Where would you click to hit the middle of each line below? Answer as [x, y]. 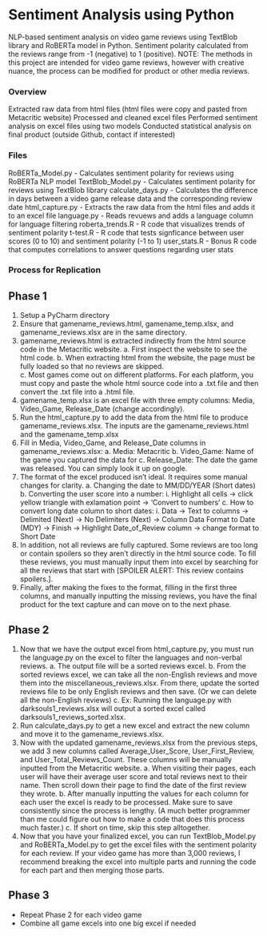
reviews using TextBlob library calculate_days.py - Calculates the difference [133, 190]
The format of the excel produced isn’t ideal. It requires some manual [133, 477]
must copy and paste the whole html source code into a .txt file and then [139, 384]
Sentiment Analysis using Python [122, 15]
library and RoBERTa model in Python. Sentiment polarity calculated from [129, 45]
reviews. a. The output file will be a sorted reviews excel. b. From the [133, 666]
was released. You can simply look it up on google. [104, 468]
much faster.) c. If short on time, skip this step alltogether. [115, 828]
